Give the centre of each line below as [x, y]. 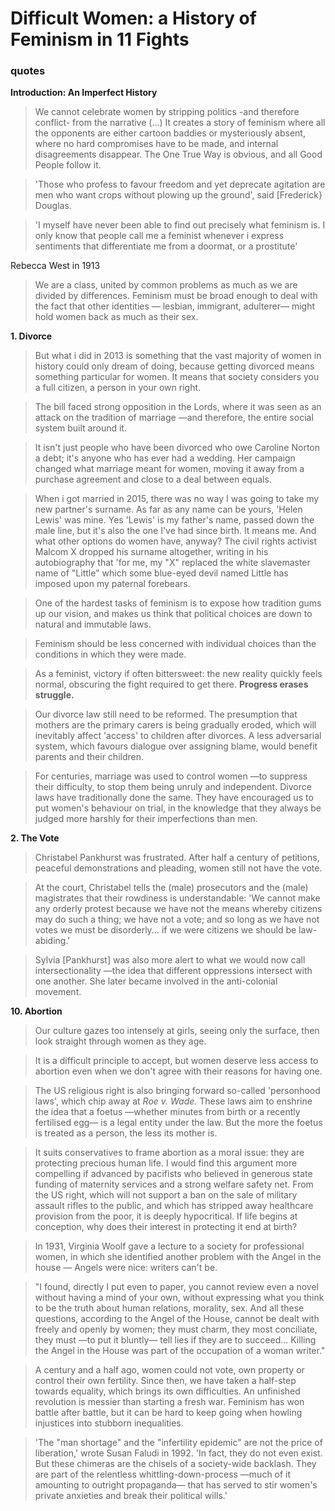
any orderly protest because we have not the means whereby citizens [178, 909]
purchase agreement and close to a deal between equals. [153, 479]
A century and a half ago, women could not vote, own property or [169, 1370]
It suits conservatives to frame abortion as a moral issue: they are [169, 1153]
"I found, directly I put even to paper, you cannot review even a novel [176, 1287]
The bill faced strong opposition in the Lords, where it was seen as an [178, 407]
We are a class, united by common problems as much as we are [166, 285]
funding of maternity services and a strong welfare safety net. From [174, 1184]
